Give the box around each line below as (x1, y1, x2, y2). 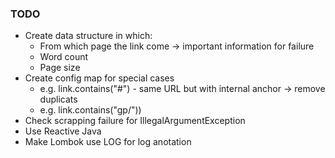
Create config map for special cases (24, 72, 175, 84)
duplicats (39, 93, 78, 106)
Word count (39, 51, 89, 63)
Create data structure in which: (24, 30, 153, 42)
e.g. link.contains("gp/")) (39, 104, 142, 116)
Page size (39, 62, 81, 74)
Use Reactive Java (24, 125, 102, 137)
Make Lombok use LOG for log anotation (24, 136, 192, 148)
